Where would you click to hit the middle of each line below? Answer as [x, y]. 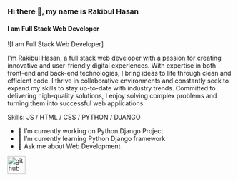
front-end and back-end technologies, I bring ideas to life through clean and [119, 73]
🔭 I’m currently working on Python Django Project [90, 131]
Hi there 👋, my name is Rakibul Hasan [73, 11]
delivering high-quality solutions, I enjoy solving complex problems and [112, 96]
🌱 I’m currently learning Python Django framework [91, 139]
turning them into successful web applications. [76, 103]
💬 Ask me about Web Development [69, 146]
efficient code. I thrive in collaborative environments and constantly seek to [118, 81]
